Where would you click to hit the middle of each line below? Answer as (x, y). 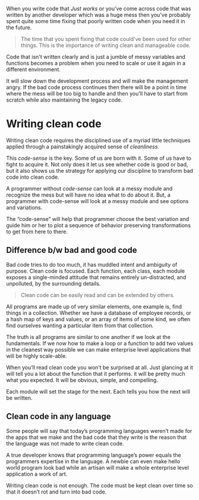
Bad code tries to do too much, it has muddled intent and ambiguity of (92, 264)
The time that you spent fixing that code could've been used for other (106, 39)
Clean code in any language (59, 417)
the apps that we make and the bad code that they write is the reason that (97, 437)
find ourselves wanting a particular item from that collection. (80, 325)
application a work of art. (37, 474)
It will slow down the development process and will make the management (97, 81)
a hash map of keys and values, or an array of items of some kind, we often (98, 319)
